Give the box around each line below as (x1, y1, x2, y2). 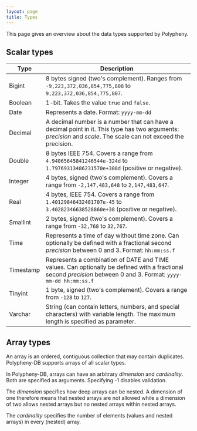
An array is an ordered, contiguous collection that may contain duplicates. (6, 353, 185, 360)
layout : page (6, 8, 38, 15)
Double (9, 157, 29, 165)
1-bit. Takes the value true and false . (46, 99, 151, 107)
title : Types (6, 14, 38, 20)
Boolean (9, 99, 32, 107)
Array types (6, 337, 51, 347)
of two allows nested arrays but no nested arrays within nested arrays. (6, 400, 177, 408)
